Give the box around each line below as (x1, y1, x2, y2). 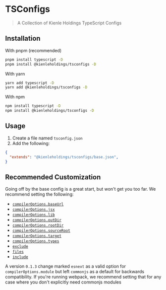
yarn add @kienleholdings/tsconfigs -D (5, 85, 88, 90)
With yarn (5, 71, 25, 76)
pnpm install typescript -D (5, 57, 63, 62)
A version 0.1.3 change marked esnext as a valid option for (5, 263, 126, 269)
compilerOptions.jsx (12, 207, 55, 212)
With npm (5, 94, 25, 100)
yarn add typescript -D (5, 80, 55, 85)
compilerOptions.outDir (12, 217, 62, 223)
